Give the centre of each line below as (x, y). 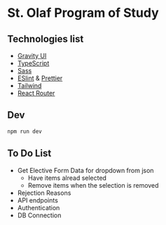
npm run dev (25, 131)
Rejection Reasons (44, 193)
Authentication (39, 207)
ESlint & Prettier (40, 78)
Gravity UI (32, 56)
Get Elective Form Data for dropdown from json (85, 170)
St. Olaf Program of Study (83, 13)
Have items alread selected (67, 178)
